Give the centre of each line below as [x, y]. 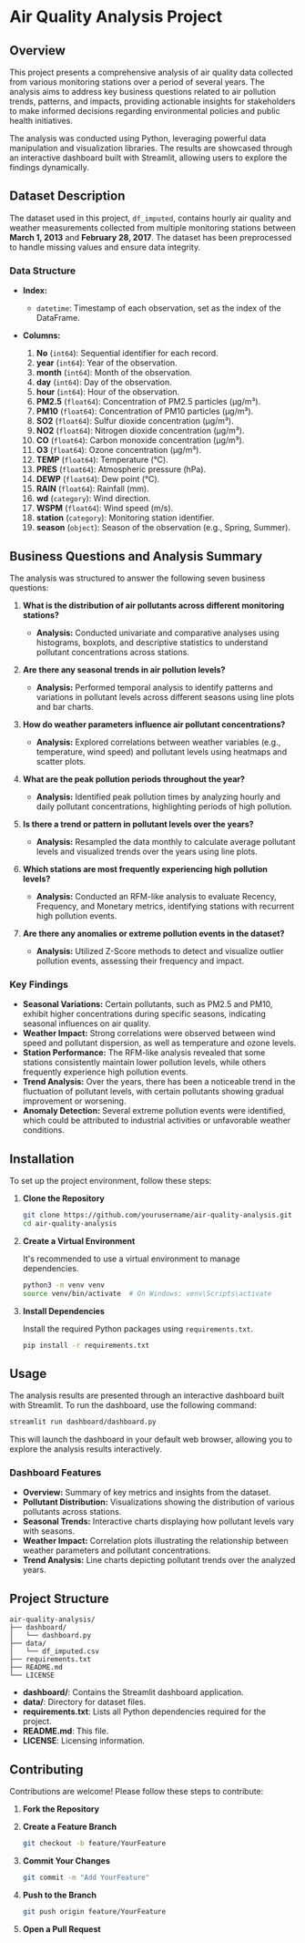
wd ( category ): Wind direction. [93, 499]
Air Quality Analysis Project [116, 17]
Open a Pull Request [62, 1928]
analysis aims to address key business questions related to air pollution [142, 92]
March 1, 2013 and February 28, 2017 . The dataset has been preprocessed [151, 237]
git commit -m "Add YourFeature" [86, 1877]
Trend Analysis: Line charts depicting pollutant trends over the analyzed [159, 1560]
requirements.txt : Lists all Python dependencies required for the [144, 1712]
